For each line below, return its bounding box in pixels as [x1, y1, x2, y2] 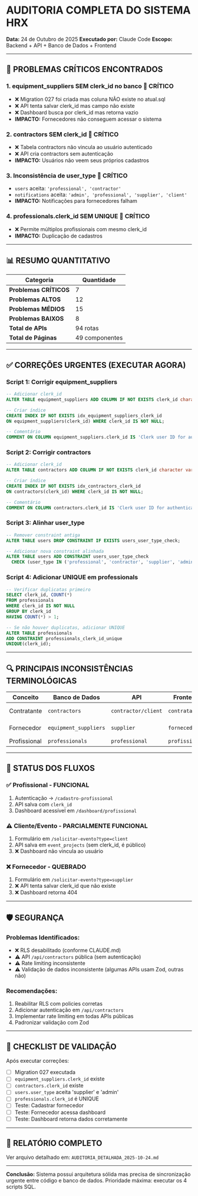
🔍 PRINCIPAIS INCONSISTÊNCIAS [6, 664, 134, 674]
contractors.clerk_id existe [14, 1082, 84, 1089]
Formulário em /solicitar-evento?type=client [14, 835, 128, 842]
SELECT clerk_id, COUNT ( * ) [6, 592, 72, 598]
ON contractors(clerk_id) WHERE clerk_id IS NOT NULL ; [6, 489, 144, 495]
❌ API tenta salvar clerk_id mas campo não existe [14, 102, 136, 109]
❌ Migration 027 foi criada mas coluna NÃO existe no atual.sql [14, 95, 166, 103]
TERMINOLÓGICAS [6, 676, 77, 686]
